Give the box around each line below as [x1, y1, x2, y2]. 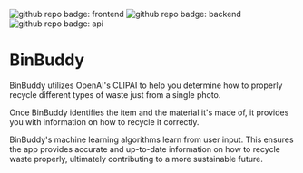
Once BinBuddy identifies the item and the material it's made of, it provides [9, 107, 289, 118]
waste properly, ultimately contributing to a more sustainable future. [9, 153, 263, 164]
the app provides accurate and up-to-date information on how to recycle [9, 143, 281, 154]
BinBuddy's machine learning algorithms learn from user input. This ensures [9, 134, 294, 145]
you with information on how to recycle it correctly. [9, 116, 200, 127]
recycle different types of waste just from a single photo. [9, 89, 221, 100]
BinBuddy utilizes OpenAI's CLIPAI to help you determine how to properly [9, 80, 283, 91]
